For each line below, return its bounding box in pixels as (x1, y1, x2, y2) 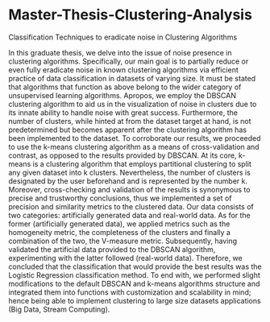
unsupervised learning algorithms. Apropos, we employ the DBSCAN (8, 90, 236, 100)
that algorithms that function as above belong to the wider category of (8, 82, 242, 92)
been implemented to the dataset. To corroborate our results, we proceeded (8, 133, 261, 142)
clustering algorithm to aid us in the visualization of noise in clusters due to (8, 99, 257, 109)
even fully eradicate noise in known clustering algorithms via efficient (8, 64, 239, 74)
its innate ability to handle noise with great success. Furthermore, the (8, 107, 238, 118)
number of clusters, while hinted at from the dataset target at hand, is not (8, 116, 251, 126)
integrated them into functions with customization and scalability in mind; (8, 287, 251, 297)
